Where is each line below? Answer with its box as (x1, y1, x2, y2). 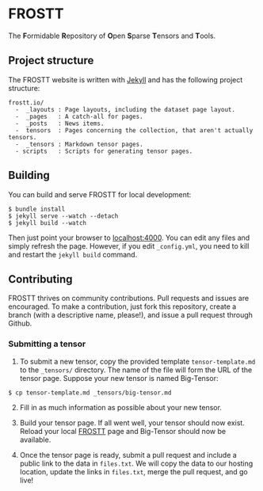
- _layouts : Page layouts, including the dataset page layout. (15, 105, 236, 113)
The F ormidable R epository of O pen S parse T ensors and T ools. (8, 31, 216, 40)
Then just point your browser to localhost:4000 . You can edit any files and (8, 233, 250, 242)
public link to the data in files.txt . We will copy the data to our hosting (19, 459, 253, 468)
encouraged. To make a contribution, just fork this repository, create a (8, 302, 237, 311)
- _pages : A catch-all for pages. (15, 112, 144, 120)
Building (8, 169, 50, 182)
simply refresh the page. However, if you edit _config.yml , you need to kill (8, 241, 250, 250)
